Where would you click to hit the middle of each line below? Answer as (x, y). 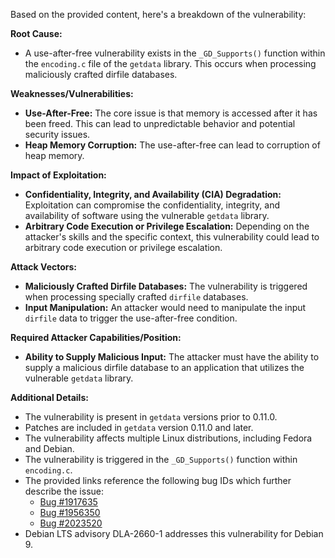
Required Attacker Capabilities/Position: (96, 337)
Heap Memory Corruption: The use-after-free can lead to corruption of (172, 145)
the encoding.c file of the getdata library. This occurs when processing (170, 63)
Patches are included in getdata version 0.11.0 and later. (139, 427)
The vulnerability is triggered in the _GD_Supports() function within (161, 459)
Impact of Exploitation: (58, 175)
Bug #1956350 (70, 512)
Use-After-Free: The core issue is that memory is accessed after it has (171, 113)
